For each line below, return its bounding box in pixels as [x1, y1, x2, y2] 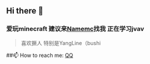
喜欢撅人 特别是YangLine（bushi [20, 39, 101, 46]
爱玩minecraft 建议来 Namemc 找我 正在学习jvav [6, 25, 145, 33]
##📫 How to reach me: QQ [6, 52, 74, 59]
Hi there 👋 [6, 6, 44, 16]
